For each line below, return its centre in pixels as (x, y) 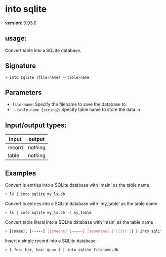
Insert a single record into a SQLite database (50, 241)
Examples (21, 173)
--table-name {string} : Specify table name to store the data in (76, 109)
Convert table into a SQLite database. (43, 50)
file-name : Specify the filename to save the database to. (70, 104)
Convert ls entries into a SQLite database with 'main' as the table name (77, 185)
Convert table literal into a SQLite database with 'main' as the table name (79, 222)
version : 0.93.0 (21, 23)
